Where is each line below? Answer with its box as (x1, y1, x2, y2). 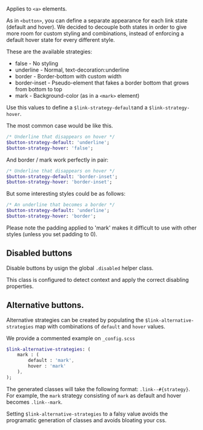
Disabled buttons (6, 248, 73, 259)
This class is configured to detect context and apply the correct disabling (6, 276, 189, 283)
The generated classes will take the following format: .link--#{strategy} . (6, 385, 190, 392)
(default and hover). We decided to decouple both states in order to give (6, 24, 187, 30)
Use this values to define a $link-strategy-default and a (6, 104, 148, 111)
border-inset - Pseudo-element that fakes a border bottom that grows (15, 79, 190, 86)
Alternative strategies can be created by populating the (6, 316, 144, 324)
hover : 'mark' (28, 363, 67, 369)
